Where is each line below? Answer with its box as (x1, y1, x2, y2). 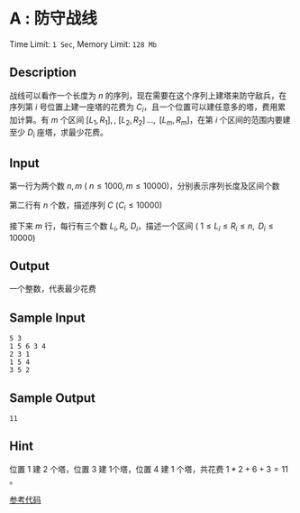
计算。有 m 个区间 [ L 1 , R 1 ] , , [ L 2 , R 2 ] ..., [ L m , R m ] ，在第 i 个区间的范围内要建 (16, 114, 291, 127)
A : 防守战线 (9, 8, 97, 29)
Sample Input (9, 310, 86, 325)
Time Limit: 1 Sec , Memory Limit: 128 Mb (9, 38, 158, 50)
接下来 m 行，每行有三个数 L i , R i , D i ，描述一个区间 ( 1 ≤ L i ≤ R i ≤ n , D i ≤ (9, 220, 274, 233)
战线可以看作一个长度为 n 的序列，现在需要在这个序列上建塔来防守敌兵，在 (9, 89, 287, 100)
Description (9, 65, 77, 80)
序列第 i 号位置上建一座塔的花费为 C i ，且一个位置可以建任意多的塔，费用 (9, 101, 278, 114)
